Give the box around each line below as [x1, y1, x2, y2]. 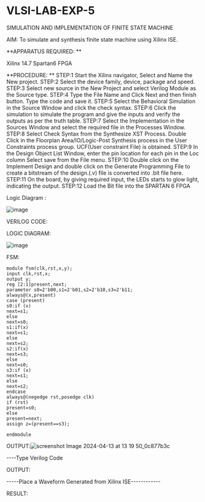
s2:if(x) [6, 346, 29, 352]
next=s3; [6, 351, 29, 357]
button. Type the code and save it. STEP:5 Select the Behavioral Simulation [6, 97, 196, 105]
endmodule [6, 432, 32, 438]
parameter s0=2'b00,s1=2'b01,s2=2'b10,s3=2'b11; [6, 286, 133, 293]
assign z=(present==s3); [6, 420, 70, 427]
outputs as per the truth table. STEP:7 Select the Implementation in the [6, 117, 185, 124]
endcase [6, 389, 26, 395]
